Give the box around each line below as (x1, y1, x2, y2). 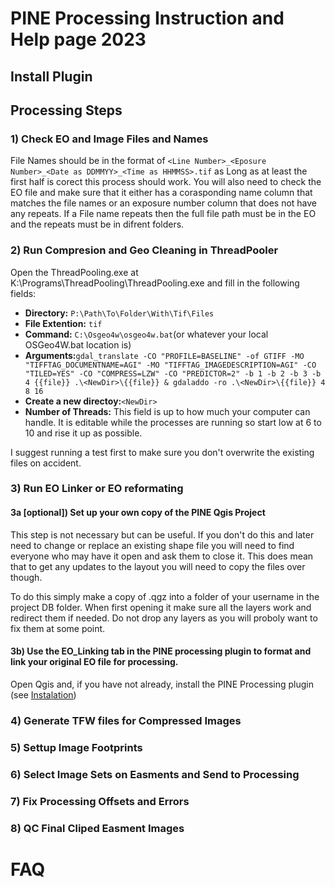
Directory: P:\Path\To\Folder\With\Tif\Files (24, 307, 215, 319)
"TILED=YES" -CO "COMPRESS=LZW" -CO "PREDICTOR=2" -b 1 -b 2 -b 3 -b (24, 368, 322, 379)
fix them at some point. (10, 622, 106, 634)
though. (10, 571, 43, 583)
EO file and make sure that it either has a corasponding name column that (10, 187, 313, 199)
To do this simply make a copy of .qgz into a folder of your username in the (10, 590, 320, 602)
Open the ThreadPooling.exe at (10, 266, 139, 278)
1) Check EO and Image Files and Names (10, 132, 209, 146)
